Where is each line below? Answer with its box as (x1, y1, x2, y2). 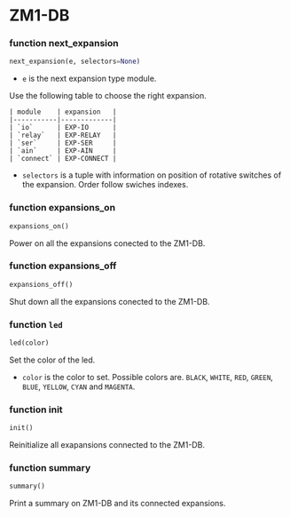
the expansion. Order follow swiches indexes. (21, 179, 189, 190)
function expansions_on (9, 202, 116, 214)
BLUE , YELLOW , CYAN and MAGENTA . (21, 381, 136, 392)
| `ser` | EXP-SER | (9, 139, 117, 147)
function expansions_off (9, 259, 117, 272)
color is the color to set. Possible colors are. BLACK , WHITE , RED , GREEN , (21, 371, 273, 382)
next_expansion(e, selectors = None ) (9, 57, 141, 67)
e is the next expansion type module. (21, 73, 157, 84)
